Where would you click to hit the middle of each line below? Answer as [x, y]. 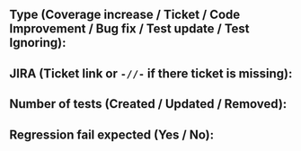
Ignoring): [38, 43]
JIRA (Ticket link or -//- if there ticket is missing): [151, 73]
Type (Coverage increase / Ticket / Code [125, 15]
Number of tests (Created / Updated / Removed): [148, 104]
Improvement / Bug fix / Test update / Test [129, 29]
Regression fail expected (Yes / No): [111, 134]
